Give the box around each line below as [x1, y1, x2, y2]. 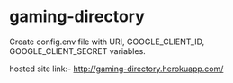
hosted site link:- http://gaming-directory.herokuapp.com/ [9, 63, 224, 74]
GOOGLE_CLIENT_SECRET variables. [9, 45, 146, 56]
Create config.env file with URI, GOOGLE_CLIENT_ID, [9, 36, 205, 47]
